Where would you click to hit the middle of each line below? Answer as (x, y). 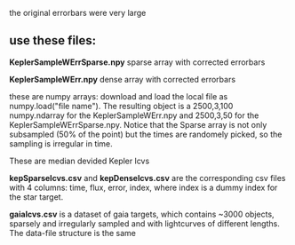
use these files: (53, 40)
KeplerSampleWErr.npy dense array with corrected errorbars (123, 79)
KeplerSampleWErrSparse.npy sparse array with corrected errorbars (137, 62)
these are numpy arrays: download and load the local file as (119, 96)
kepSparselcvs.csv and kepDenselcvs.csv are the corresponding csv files (147, 178)
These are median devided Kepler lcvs (80, 161)
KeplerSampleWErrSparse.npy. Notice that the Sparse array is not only (138, 124)
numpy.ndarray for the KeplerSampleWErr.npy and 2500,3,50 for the (134, 115)
